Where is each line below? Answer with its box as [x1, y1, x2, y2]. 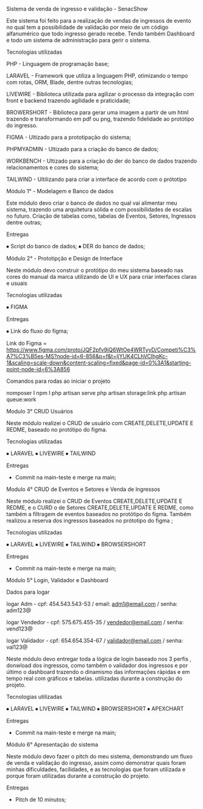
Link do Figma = [6, 339, 47, 347]
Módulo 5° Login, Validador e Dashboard [6, 577, 109, 583]
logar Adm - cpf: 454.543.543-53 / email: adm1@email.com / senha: [6, 600, 178, 607]
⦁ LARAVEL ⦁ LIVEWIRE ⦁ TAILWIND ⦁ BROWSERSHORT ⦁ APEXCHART [6, 705, 184, 712]
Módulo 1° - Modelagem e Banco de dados [6, 188, 114, 194]
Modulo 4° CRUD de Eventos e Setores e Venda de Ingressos [6, 486, 160, 493]
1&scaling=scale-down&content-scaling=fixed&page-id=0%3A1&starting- [6, 359, 191, 366]
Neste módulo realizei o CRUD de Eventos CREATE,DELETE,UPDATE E [6, 498, 183, 504]
